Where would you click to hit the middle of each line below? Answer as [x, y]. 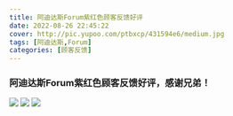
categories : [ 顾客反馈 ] [50, 50]
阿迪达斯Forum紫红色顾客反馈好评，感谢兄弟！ [110, 83]
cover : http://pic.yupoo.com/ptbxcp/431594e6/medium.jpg [117, 34]
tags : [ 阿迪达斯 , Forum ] [50, 42]
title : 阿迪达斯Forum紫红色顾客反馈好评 [76, 17]
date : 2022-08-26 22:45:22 [59, 26]
